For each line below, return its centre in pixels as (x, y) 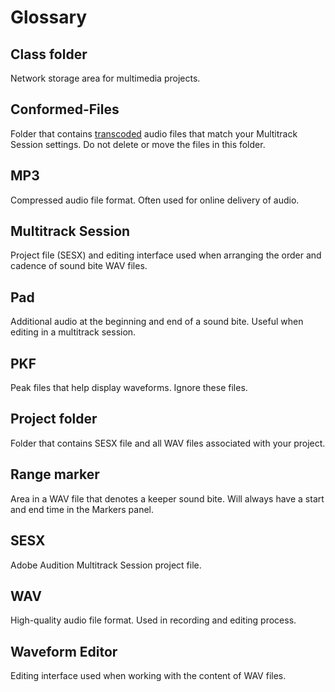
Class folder (49, 54)
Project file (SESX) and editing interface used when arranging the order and (166, 255)
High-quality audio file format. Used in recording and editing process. (153, 620)
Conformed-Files (65, 109)
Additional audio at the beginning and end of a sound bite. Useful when (157, 322)
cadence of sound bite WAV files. (79, 266)
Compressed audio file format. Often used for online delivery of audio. (155, 200)
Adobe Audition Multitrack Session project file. (106, 565)
